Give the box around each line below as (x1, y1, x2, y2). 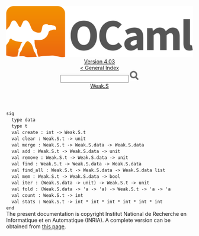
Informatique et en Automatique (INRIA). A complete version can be (6, 216, 171, 224)
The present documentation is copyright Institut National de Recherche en (6, 211, 187, 218)
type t (11, 123, 28, 129)
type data (11, 117, 36, 123)
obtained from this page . (6, 223, 66, 230)
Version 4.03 (84, 58, 115, 65)
